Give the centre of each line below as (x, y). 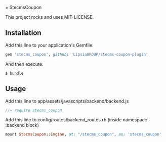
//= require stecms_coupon (34, 110)
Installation (23, 33)
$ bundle (14, 73)
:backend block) (22, 125)
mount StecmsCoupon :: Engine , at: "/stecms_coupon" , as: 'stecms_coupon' (84, 134)
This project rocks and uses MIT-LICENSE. (50, 17)
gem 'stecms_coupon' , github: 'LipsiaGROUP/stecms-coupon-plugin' (77, 54)
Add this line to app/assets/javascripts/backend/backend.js (67, 101)
